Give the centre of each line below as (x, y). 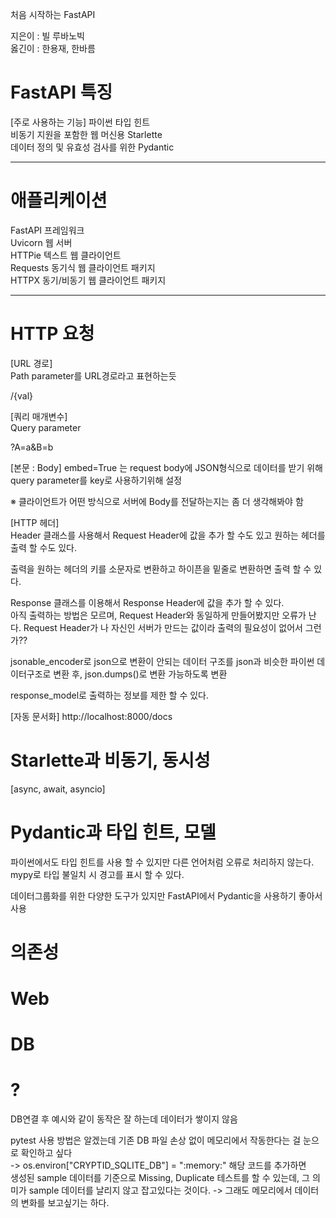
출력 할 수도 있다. (44, 547)
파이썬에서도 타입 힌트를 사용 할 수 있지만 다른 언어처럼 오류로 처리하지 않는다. (162, 862)
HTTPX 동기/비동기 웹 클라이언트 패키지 (88, 280)
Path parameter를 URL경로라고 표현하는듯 (93, 375)
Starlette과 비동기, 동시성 (110, 760)
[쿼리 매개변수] (39, 416)
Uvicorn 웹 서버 (41, 242)
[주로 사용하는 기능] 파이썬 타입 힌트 (80, 122)
